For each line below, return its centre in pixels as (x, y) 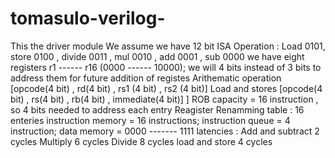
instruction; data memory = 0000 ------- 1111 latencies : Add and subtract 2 (165, 131)
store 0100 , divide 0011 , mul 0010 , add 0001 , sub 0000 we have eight (157, 56)
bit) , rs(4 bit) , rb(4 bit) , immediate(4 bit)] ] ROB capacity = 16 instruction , (164, 99)
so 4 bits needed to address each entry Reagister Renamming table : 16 (157, 109)
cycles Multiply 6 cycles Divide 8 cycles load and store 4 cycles (141, 141)
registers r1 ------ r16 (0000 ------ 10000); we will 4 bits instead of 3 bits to (166, 67)
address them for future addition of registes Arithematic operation (146, 78)
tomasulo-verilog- (88, 18)
